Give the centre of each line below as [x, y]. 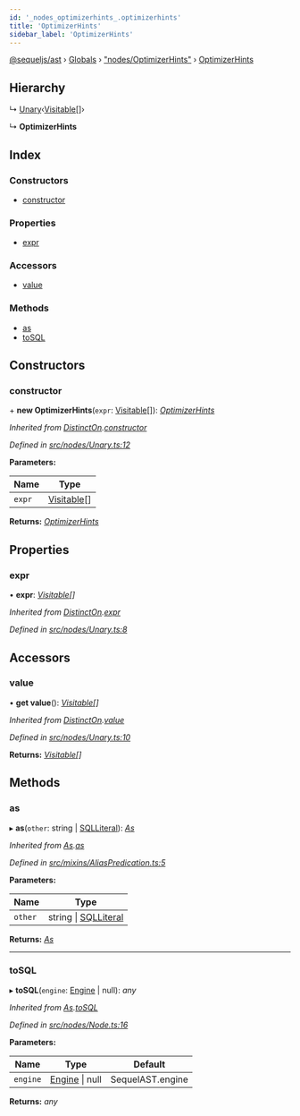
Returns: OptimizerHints [54, 522]
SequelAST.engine [150, 1079]
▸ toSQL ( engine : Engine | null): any [73, 990]
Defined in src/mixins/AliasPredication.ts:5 [87, 862]
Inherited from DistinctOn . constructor [78, 428]
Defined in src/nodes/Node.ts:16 [69, 1025]
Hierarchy [37, 87]
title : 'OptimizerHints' [55, 26]
